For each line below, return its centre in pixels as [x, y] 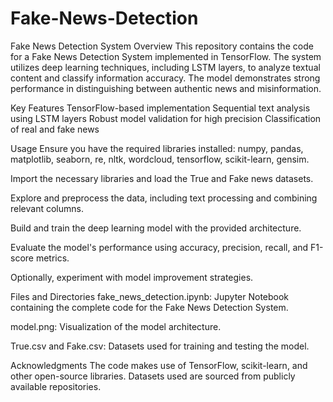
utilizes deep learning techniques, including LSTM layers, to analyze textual [165, 67]
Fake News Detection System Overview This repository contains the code [162, 46]
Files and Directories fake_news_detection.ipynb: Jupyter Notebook [150, 296]
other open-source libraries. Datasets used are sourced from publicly [153, 376]
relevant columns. [47, 208]
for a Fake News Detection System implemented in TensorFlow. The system [166, 56]
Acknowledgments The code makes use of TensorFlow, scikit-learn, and [159, 365]
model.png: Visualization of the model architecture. [116, 326]
